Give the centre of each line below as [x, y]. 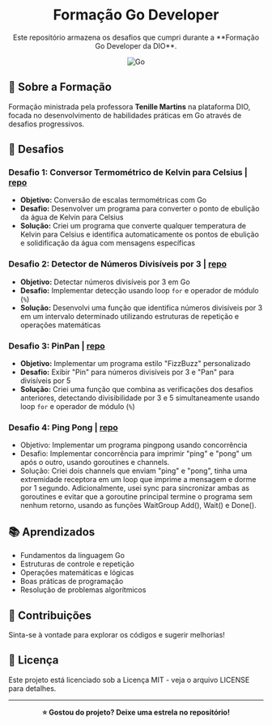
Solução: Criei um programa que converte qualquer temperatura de [133, 226]
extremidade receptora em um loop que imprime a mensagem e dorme [138, 480]
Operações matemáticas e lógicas [77, 573]
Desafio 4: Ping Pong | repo [64, 427]
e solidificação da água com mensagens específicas [108, 243]
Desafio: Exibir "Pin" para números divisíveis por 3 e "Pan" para [127, 372]
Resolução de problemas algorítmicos [83, 590]
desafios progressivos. [47, 124]
